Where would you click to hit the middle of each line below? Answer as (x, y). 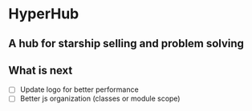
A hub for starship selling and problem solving (126, 44)
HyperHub (44, 14)
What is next (41, 70)
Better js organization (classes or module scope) (100, 99)
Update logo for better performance (79, 89)
